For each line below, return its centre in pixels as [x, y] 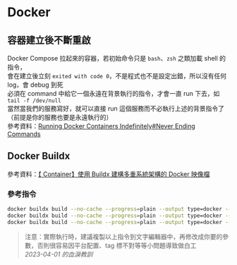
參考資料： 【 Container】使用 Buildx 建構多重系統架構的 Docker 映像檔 [109, 174]
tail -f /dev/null [34, 101]
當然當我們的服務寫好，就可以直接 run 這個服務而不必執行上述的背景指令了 [116, 109]
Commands [24, 134]
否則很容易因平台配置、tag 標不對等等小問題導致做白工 [117, 245]
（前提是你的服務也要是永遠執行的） [60, 117]
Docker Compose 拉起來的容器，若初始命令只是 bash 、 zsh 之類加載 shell [113, 58]
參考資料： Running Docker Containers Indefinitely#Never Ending [101, 126]
